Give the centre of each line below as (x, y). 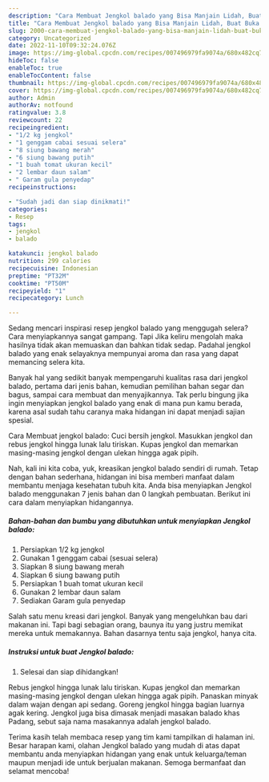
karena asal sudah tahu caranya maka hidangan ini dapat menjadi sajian (127, 412)
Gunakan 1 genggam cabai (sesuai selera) (89, 558)
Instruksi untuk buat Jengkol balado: (71, 651)
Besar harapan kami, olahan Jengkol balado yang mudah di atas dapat (124, 746)
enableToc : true (35, 68)
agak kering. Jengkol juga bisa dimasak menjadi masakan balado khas (124, 713)
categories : (28, 209)
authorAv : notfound (41, 105)
